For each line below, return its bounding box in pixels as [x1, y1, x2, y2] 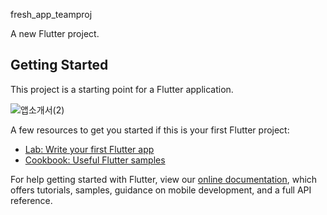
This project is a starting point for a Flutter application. [10, 83, 234, 95]
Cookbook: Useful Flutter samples [24, 154, 166, 166]
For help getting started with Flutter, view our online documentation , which [10, 173, 318, 185]
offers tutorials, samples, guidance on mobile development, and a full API [10, 184, 312, 196]
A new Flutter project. [10, 28, 100, 39]
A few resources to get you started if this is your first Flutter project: [10, 124, 290, 136]
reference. [10, 194, 53, 206]
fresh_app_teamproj [10, 9, 93, 20]
